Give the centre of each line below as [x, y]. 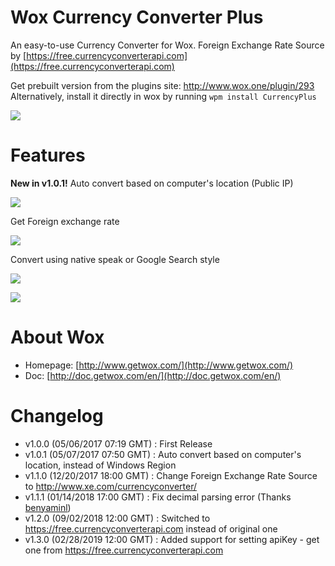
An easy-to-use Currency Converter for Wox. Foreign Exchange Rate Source [167, 45]
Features [48, 155]
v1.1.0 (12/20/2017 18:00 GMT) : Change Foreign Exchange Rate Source [171, 475]
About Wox [57, 337]
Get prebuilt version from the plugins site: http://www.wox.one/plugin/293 [162, 85]
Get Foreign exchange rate [65, 221]
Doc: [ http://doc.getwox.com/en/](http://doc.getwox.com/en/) [153, 375]
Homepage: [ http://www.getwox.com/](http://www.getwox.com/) [159, 365]
